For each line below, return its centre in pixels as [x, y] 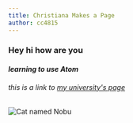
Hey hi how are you [46, 50]
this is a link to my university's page [66, 87]
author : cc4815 [33, 23]
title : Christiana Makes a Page [61, 15]
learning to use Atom [44, 69]
